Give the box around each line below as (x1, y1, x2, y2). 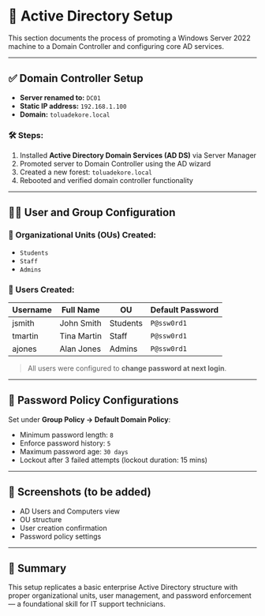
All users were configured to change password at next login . (27, 364, 227, 373)
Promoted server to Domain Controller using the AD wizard (19, 159, 211, 169)
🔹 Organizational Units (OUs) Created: (8, 230, 156, 241)
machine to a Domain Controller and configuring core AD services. (8, 41, 225, 50)
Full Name (62, 304, 100, 315)
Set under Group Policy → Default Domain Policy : (8, 414, 171, 424)
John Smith (59, 318, 103, 329)
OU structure (19, 514, 62, 524)
